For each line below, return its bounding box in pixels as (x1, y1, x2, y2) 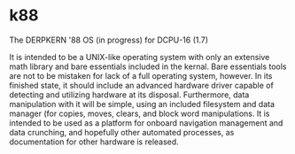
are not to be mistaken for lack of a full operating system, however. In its (9, 70, 273, 81)
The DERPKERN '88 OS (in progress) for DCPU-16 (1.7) (9, 35, 209, 45)
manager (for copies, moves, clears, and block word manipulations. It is (9, 108, 270, 119)
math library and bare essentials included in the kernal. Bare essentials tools (9, 61, 287, 72)
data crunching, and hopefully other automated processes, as (9, 127, 235, 137)
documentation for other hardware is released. (9, 136, 179, 147)
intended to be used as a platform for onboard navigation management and (9, 117, 283, 128)
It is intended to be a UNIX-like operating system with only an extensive (9, 51, 270, 62)
